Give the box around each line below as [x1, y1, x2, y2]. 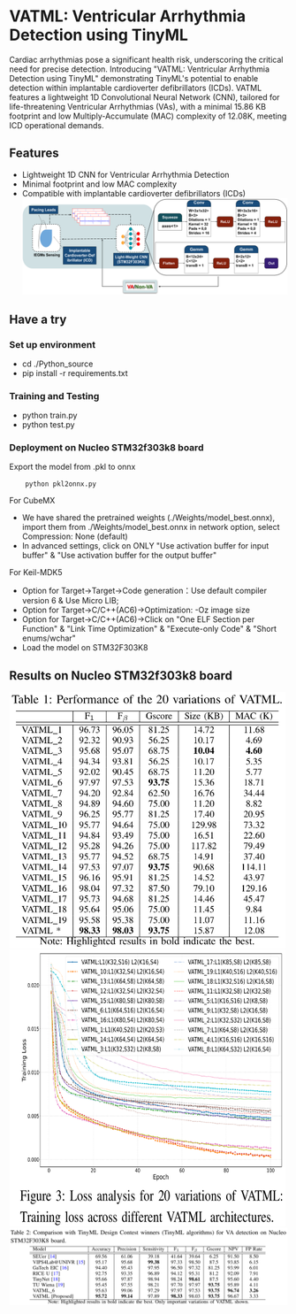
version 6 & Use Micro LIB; [21, 596, 119, 606]
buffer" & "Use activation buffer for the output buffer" [21, 550, 217, 561]
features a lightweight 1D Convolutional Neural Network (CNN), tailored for [9, 91, 280, 103]
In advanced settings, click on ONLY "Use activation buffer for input [21, 541, 269, 551]
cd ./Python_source [21, 358, 94, 369]
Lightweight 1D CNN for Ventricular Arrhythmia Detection [21, 169, 230, 180]
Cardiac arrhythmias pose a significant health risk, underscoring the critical [9, 54, 284, 65]
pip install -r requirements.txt [21, 367, 128, 378]
